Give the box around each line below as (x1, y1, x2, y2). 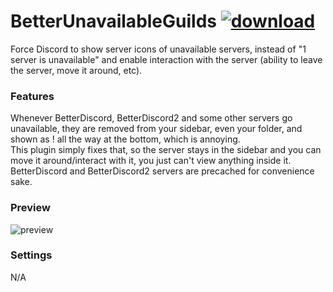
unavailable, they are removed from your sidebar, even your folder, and (10, 123, 303, 135)
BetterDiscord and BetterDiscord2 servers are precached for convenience (10, 165, 315, 177)
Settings (10, 248, 53, 262)
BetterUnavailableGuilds (10, 10, 217, 33)
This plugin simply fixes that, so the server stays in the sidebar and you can (10, 144, 322, 156)
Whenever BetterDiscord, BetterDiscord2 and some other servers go (10, 112, 293, 124)
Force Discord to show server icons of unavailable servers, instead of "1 (10, 43, 307, 55)
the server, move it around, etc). (10, 64, 143, 76)
